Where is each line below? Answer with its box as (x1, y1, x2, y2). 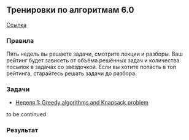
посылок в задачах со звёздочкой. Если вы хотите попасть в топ (6, 64, 177, 71)
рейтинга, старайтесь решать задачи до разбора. (6, 70, 137, 77)
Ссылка (6, 21, 27, 28)
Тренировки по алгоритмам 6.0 (6, 5, 134, 15)
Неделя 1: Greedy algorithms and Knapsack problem (15, 99, 149, 106)
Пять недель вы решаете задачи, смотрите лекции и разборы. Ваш (6, 50, 183, 57)
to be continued (6, 111, 47, 118)
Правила (6, 36, 34, 45)
